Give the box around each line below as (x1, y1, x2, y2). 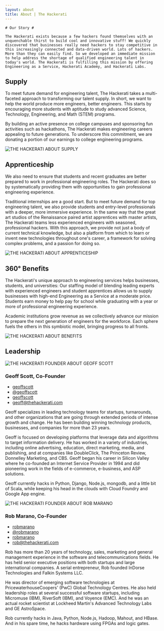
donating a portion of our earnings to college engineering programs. (5, 136, 144, 143)
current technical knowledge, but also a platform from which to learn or (5, 230, 150, 236)
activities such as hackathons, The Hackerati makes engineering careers (5, 126, 153, 132)
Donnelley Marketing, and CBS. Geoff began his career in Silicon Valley (5, 455, 149, 461)
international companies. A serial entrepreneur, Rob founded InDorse (5, 565, 145, 571)
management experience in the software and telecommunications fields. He (5, 554, 159, 560)
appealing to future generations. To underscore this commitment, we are (5, 131, 153, 137)
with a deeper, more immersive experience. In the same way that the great (5, 209, 156, 215)
